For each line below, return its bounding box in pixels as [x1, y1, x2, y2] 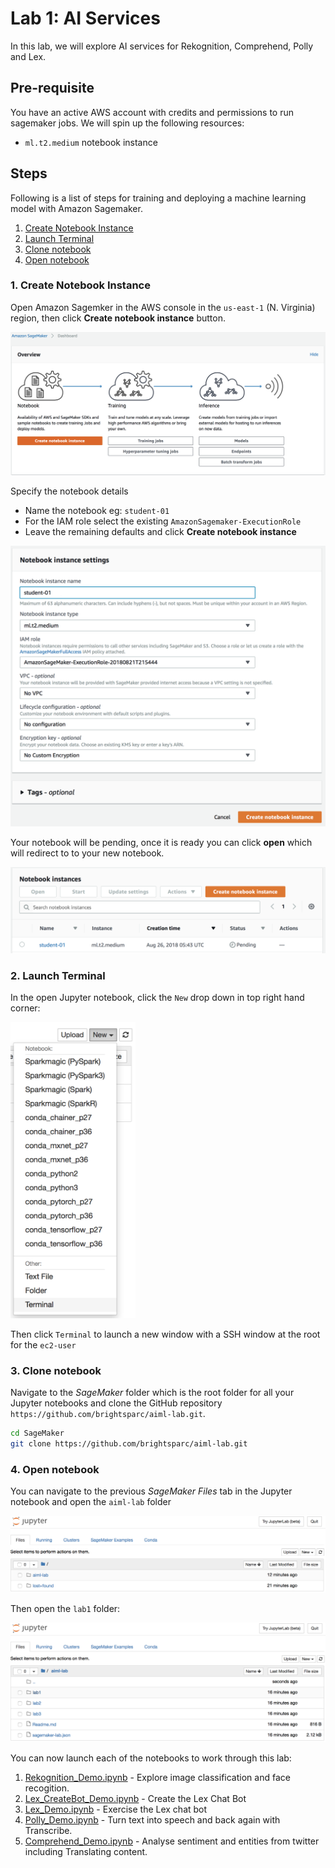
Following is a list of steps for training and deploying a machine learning [10, 192, 307, 204]
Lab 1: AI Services [10, 7, 161, 30]
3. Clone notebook [10, 1363, 102, 1377]
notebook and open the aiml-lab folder [10, 1496, 172, 1508]
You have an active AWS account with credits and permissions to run [10, 106, 295, 118]
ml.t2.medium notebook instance [24, 136, 158, 148]
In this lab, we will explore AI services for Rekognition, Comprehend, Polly [10, 40, 314, 52]
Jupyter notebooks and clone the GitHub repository [10, 1397, 223, 1409]
